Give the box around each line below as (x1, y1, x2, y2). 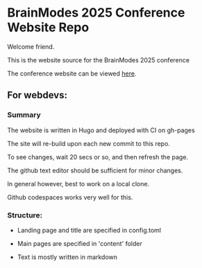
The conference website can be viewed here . (7, 69, 137, 78)
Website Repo (7, 19, 90, 35)
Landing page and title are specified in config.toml (17, 226, 162, 234)
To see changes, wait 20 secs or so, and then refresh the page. (7, 152, 189, 161)
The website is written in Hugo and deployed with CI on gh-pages (7, 126, 196, 134)
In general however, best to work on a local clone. (7, 179, 150, 188)
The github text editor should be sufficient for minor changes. (7, 166, 183, 175)
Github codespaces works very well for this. (7, 193, 133, 202)
